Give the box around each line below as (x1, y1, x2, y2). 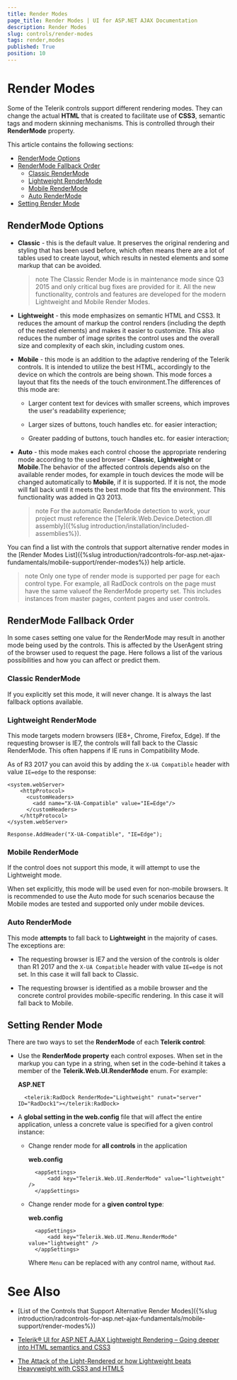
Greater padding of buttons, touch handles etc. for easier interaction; (28, 434, 230, 442)
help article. (151, 558, 186, 566)
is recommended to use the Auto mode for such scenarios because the (7, 892, 215, 901)
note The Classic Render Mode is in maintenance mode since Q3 (35, 274, 224, 284)
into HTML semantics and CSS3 (17, 1343, 111, 1352)
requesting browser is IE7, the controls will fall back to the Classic (7, 739, 198, 748)
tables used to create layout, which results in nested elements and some (17, 253, 229, 262)
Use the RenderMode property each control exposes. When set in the (17, 1052, 223, 1060)
